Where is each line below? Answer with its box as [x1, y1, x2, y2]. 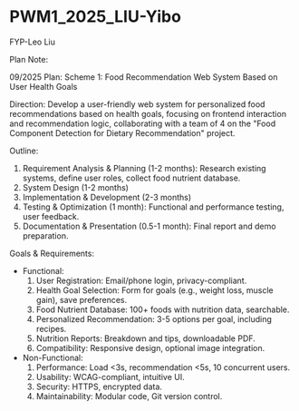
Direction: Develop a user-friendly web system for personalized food [9, 98, 265, 110]
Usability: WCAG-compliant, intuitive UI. [35, 371, 185, 382]
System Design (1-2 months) [22, 181, 130, 192]
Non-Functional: [22, 352, 83, 363]
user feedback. [22, 210, 80, 221]
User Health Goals [9, 81, 78, 92]
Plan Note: [9, 54, 48, 64]
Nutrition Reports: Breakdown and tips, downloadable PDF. [35, 333, 256, 344]
